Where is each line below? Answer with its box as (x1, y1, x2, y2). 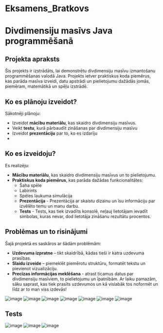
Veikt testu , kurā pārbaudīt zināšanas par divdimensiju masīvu (12, 125, 138, 131)
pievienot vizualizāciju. (12, 265, 58, 271)
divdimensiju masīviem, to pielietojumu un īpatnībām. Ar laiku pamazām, (12, 276, 157, 282)
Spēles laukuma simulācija (19, 193, 72, 198)
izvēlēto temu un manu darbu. (19, 203, 79, 209)
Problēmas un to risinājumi (5, 228, 88, 236)
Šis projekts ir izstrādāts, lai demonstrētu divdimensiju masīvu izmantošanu (5, 68, 156, 74)
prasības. (12, 255, 32, 261)
